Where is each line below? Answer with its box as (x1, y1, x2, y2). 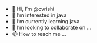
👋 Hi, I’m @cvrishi (11, 6, 55, 12)
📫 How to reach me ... (11, 31, 66, 37)
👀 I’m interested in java (11, 12, 67, 19)
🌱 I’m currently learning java (11, 18, 80, 24)
